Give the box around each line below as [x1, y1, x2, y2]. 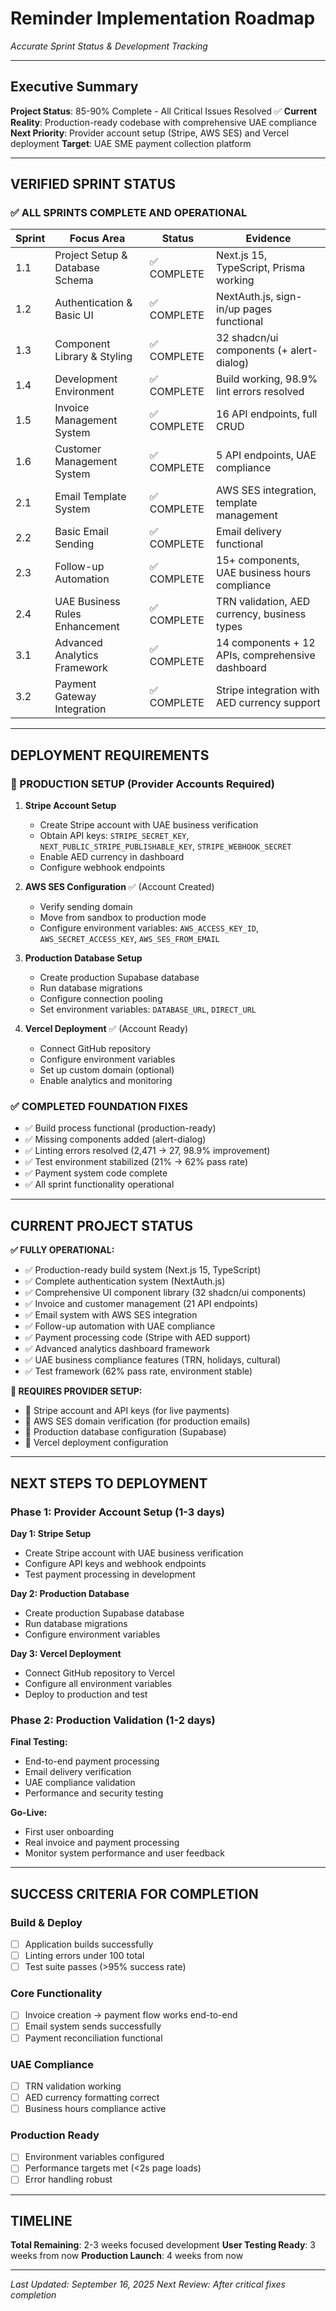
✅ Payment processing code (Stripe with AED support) [24, 1332, 251, 1344]
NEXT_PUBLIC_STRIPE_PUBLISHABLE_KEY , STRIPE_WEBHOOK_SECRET [39, 840, 292, 852]
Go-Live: [10, 1807, 48, 1819]
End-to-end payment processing [24, 1755, 160, 1767]
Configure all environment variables [24, 1677, 173, 1689]
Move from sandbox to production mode [39, 912, 207, 924]
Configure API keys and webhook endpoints [24, 1557, 207, 1569]
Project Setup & [54, 248, 128, 262]
